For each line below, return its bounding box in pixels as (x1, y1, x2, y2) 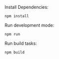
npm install (4, 14, 29, 19)
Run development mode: (4, 22, 55, 28)
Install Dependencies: (4, 4, 49, 10)
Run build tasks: (4, 40, 37, 46)
